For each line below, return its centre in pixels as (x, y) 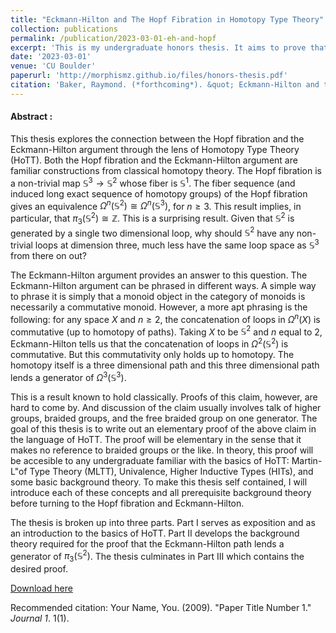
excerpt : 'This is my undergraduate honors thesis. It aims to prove (158, 47)
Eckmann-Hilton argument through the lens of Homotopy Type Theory (155, 149)
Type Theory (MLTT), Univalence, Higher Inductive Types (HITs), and (171, 471)
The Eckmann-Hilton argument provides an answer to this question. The (159, 275)
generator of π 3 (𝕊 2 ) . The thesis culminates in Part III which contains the (157, 556)
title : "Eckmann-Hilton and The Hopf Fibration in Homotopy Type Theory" (167, 19)
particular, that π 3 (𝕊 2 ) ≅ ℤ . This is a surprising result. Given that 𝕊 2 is (152, 218)
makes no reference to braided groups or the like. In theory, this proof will (162, 450)
